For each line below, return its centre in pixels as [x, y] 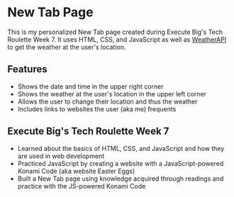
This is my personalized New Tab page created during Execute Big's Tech [115, 32]
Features [27, 69]
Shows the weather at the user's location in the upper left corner [112, 94]
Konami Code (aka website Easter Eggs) [76, 171]
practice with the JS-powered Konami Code [82, 186]
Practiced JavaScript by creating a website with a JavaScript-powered [121, 163]
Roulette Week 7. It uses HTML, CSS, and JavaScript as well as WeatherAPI [117, 39]
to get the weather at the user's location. [67, 47]
